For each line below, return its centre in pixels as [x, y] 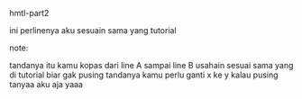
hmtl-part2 [29, 13]
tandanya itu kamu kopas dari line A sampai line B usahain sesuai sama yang [151, 65]
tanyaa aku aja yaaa [46, 84]
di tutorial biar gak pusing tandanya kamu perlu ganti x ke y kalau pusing [144, 75]
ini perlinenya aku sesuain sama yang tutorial [93, 30]
